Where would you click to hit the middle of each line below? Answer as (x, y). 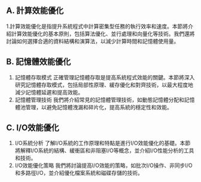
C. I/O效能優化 (33, 128)
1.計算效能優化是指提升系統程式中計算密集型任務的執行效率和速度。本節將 (97, 26)
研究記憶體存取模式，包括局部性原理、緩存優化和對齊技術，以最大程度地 (104, 85)
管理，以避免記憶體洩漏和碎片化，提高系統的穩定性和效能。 (99, 107)
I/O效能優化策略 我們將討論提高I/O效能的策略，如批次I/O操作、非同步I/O (103, 165)
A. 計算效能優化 (35, 11)
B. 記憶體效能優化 (39, 62)
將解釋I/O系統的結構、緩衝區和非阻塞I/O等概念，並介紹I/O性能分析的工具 (104, 150)
